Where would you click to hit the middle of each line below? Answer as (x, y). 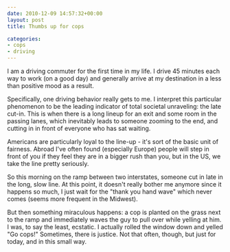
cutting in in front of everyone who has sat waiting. (79, 128)
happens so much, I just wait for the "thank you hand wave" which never (110, 191)
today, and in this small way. (47, 241)
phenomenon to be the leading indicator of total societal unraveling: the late (114, 106)
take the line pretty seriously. (48, 164)
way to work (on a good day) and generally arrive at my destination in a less (114, 78)
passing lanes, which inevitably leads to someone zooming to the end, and (113, 121)
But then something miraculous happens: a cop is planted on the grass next (114, 212)
